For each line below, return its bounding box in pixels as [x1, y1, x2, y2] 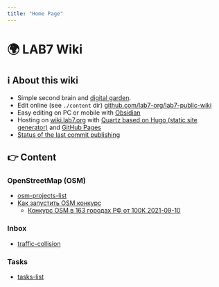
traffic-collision [17, 239, 61, 247]
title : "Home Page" [7, 10, 64, 17]
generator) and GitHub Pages [17, 123, 102, 131]
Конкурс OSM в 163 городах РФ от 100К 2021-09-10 [27, 206, 181, 215]
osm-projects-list [17, 192, 67, 200]
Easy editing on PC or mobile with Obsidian [17, 108, 141, 117]
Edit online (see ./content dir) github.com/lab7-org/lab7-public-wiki [17, 101, 212, 109]
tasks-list [17, 272, 44, 281]
